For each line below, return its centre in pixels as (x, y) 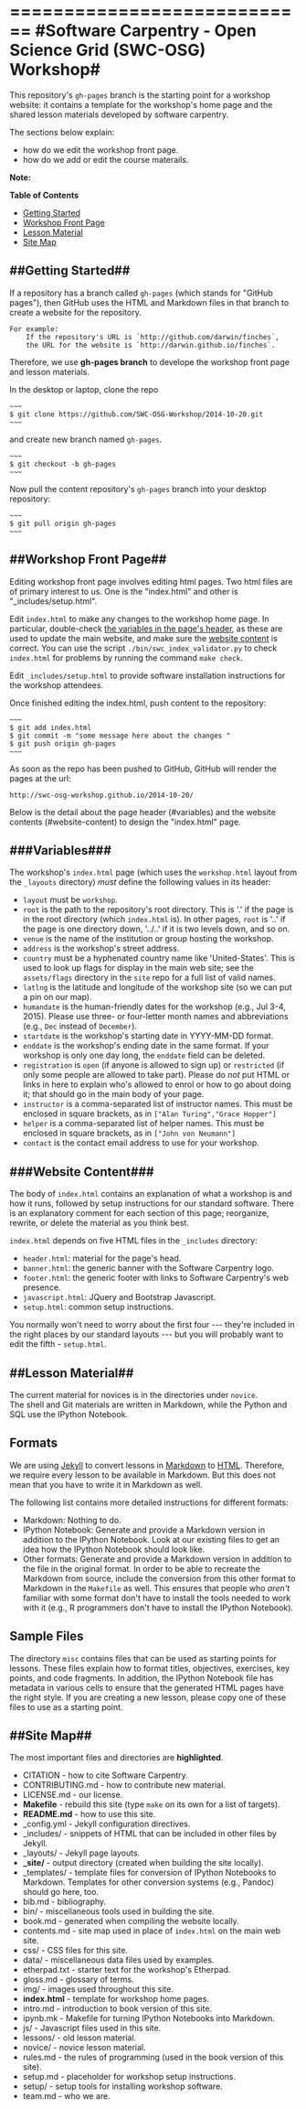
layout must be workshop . (70, 900)
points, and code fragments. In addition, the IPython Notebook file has (142, 1678)
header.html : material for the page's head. (102, 1258)
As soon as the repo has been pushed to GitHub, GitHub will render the (143, 769)
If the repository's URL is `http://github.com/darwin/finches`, (153, 337)
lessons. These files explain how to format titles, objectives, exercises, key (150, 1668)
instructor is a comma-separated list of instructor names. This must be (158, 1104)
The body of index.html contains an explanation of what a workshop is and (151, 1194)
